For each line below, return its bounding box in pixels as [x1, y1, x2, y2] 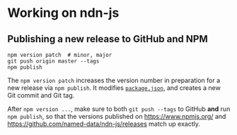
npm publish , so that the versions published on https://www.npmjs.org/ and [7, 112, 226, 120]
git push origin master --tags [7, 58, 100, 65]
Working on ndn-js [7, 5, 120, 21]
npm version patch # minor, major [7, 51, 112, 58]
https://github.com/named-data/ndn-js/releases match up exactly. [7, 120, 200, 128]
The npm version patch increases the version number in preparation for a [7, 76, 221, 84]
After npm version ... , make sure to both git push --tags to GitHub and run [7, 105, 231, 113]
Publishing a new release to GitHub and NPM [7, 33, 208, 45]
